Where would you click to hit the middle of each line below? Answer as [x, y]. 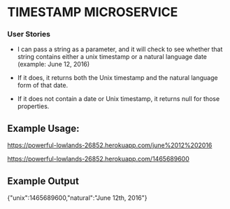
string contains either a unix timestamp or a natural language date [112, 57]
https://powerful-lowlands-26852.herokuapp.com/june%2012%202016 [110, 145]
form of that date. [43, 86]
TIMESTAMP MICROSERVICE [93, 12]
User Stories [29, 34]
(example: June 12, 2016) [53, 65]
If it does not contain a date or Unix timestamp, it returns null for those [118, 99]
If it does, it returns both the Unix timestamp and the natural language [117, 78]
